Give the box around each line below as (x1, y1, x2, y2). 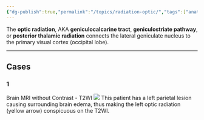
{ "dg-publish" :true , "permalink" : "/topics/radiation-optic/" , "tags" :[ (6, 8, 186, 15)
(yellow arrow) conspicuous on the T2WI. (6, 107, 110, 115)
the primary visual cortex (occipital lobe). (6, 38, 109, 45)
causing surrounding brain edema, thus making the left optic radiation (6, 101, 181, 108)
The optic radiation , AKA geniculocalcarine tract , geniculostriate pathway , (6, 25, 198, 33)
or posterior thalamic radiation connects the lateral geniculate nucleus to (6, 32, 191, 39)
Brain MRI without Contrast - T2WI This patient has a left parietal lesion (6, 95, 192, 102)
